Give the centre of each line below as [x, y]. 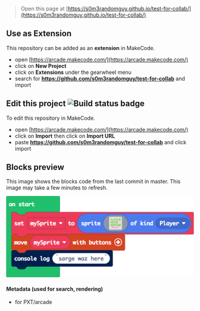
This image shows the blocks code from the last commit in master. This [93, 182]
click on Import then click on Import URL [65, 136]
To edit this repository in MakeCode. [51, 118]
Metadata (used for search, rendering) [54, 289]
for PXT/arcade [33, 302]
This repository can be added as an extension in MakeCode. [81, 48]
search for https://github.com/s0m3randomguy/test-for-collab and [100, 78]
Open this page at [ [44, 9]
